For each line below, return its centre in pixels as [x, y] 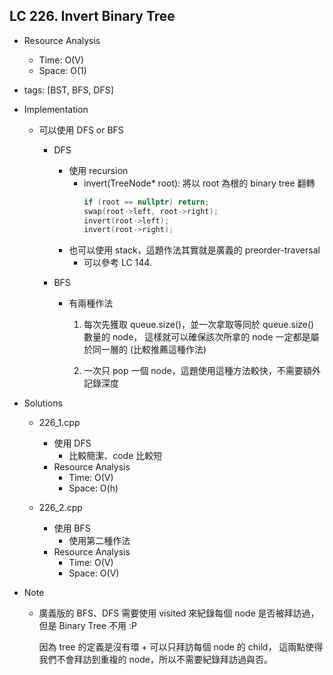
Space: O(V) [94, 573]
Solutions [43, 403]
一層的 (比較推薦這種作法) [153, 350]
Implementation [56, 109]
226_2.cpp [60, 508]
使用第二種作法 [99, 541]
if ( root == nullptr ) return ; [146, 202]
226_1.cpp [59, 423]
